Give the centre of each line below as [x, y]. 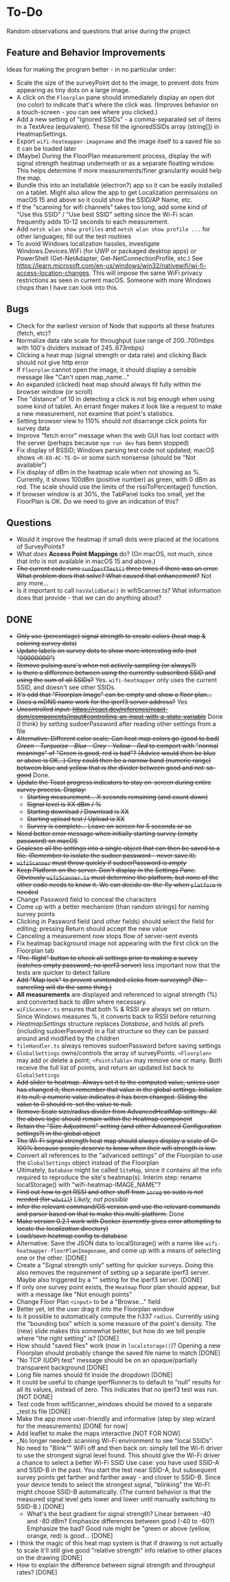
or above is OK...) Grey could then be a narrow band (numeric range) [114, 761]
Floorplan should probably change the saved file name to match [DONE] [118, 1353]
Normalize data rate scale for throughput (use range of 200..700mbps [115, 340]
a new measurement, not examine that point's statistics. [95, 413]
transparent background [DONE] [62, 1368]
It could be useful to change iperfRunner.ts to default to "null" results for [118, 1382]
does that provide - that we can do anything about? [89, 598]
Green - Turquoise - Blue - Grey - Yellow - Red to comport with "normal [117, 746]
